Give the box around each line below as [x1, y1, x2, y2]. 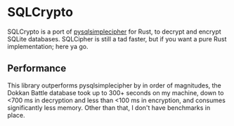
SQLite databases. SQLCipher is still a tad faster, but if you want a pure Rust [7, 34, 227, 43]
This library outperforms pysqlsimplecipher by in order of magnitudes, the [7, 81, 221, 90]
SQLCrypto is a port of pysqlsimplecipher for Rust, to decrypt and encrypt [7, 27, 221, 36]
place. [7, 111, 26, 119]
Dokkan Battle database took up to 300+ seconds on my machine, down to [7, 88, 224, 97]
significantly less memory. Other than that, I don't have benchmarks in [7, 103, 211, 112]
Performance [7, 62, 67, 74]
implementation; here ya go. [7, 42, 89, 50]
